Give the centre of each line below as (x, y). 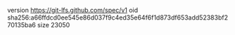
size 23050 (54, 25)
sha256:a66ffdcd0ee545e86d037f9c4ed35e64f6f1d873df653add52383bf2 (118, 17)
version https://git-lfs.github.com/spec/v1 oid (73, 10)
